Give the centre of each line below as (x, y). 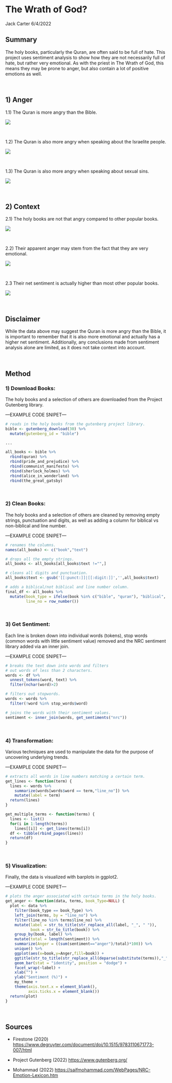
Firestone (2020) (30, 1039)
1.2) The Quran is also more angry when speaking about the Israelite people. (86, 141)
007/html (22, 1050)
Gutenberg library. (25, 405)
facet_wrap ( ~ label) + (37, 968)
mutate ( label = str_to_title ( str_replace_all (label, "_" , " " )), (86, 925)
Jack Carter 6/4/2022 (28, 24)
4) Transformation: (29, 740)
